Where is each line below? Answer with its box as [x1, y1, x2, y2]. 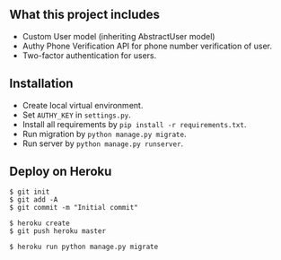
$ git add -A [9, 195, 58, 204]
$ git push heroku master [9, 227, 106, 236]
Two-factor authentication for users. [22, 49, 157, 61]
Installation [9, 76, 74, 91]
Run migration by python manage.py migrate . [22, 128, 187, 139]
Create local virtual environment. [22, 100, 144, 110]
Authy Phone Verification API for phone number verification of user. [22, 40, 272, 51]
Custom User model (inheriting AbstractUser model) [22, 30, 215, 41]
